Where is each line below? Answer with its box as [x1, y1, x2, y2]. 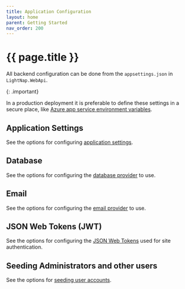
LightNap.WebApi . [6, 76, 48, 84]
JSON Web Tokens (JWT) [6, 221, 102, 232]
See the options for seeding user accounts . [6, 277, 111, 284]
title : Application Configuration [6, 8, 92, 15]
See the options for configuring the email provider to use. [6, 204, 146, 211]
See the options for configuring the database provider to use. [6, 171, 156, 178]
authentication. [6, 243, 43, 251]
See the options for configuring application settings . [6, 139, 133, 146]
